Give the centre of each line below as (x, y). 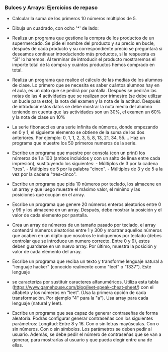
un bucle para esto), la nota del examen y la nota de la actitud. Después (86, 101)
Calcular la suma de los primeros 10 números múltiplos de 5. (74, 19)
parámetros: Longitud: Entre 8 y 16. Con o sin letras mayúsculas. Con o (86, 324)
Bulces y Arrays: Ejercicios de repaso (51, 8)
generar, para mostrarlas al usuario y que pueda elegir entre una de (82, 340)
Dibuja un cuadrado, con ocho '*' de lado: (55, 28)
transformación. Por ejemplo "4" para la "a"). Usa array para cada (80, 298)
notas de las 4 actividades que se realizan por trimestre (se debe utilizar (87, 96)
